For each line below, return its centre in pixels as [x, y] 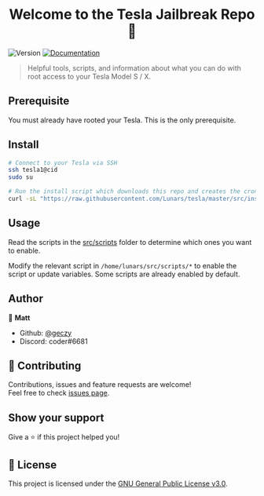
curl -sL [22, 199]
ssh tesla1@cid [33, 170]
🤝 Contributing [45, 365]
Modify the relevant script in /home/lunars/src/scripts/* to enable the [123, 265]
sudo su [21, 177]
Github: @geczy [46, 333]
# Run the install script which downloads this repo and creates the [125, 191]
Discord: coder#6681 [53, 341]
